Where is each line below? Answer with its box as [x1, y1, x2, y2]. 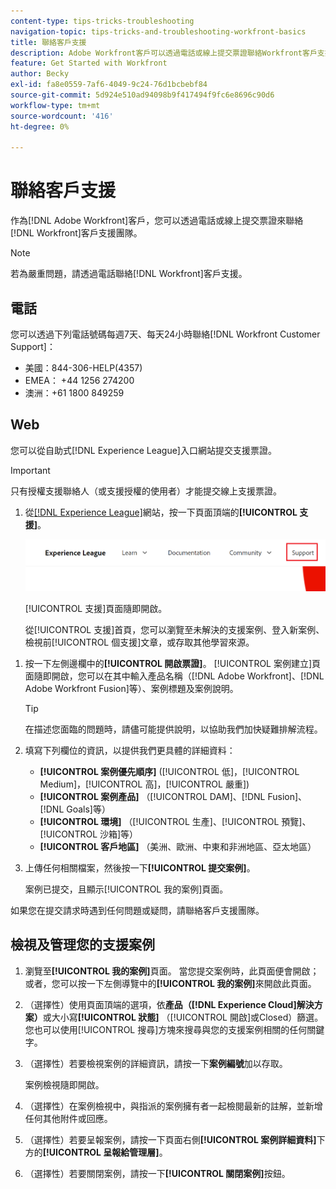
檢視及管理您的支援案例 [10, 936, 155, 954]
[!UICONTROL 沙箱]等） [39, 828, 139, 840]
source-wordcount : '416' [10, 111, 114, 121]
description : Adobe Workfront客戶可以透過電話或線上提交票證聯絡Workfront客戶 [10, 48, 318, 58]
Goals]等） [66, 803, 111, 815]
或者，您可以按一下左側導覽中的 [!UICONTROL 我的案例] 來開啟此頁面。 [24, 977, 317, 989]
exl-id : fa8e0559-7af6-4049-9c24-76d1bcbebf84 [10, 80, 208, 90]
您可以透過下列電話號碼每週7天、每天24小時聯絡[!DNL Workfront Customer [10, 328, 321, 340]
